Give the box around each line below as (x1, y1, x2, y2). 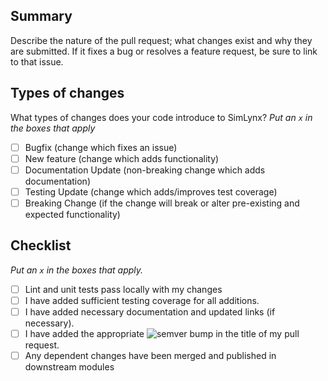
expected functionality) (24, 208, 121, 220)
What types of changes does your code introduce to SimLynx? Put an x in (10, 111, 313, 123)
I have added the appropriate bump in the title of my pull (24, 327, 300, 339)
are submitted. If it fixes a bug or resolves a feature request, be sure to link (10, 45, 318, 57)
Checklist (10, 237, 72, 254)
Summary (10, 8, 73, 25)
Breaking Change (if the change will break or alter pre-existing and (24, 197, 300, 209)
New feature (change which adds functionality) (24, 152, 220, 164)
